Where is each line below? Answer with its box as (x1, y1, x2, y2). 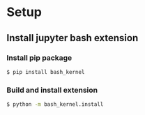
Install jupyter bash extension (6, 32, 139, 44)
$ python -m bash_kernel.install (6, 101, 104, 108)
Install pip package (6, 53, 72, 63)
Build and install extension (6, 85, 98, 95)
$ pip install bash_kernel (6, 68, 85, 75)
